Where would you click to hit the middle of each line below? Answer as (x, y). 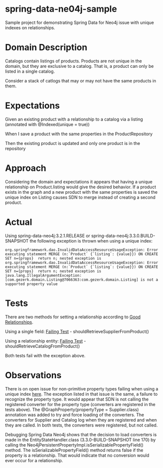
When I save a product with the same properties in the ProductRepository (79, 134)
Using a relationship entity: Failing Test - (46, 341)
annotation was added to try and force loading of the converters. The (75, 415)
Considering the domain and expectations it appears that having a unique (79, 182)
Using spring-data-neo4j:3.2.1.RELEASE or (48, 236)
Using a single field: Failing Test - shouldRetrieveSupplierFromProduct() (77, 331)
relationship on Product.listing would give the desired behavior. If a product (81, 187)
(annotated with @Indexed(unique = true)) (47, 124)
